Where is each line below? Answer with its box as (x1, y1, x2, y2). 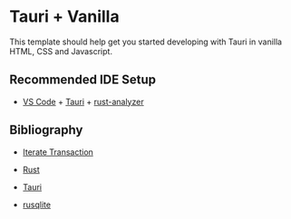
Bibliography (9, 122, 83, 138)
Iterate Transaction (22, 147, 93, 157)
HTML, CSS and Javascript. (9, 45, 113, 56)
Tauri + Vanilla (9, 6, 120, 27)
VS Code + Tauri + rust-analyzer (22, 96, 144, 107)
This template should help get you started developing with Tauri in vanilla (9, 36, 283, 47)
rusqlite (22, 199, 52, 210)
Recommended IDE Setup (9, 72, 157, 88)
